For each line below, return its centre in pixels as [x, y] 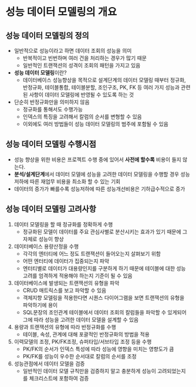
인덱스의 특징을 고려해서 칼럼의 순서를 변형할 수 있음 [82, 117]
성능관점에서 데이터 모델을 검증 [49, 364]
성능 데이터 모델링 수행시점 [51, 144]
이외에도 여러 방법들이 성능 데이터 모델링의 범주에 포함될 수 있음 [95, 124]
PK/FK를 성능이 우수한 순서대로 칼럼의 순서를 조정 [80, 356]
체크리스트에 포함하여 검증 [59, 378]
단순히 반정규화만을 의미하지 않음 [52, 102]
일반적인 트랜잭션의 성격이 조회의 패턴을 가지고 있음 [82, 65]
